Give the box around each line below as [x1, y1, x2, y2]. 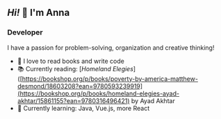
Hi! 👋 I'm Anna [7, 7, 70, 19]
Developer [7, 28, 43, 37]
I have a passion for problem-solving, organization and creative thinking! [7, 43, 215, 52]
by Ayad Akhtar [131, 96, 175, 104]
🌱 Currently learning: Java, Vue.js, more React [17, 104, 150, 112]
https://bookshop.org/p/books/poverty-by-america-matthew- [22, 74, 198, 83]
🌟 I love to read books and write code [17, 57, 125, 65]
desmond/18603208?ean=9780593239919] [17, 82, 143, 90]
